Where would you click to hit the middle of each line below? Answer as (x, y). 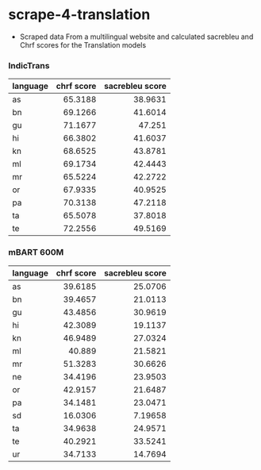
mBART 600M (36, 252)
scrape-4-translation (79, 15)
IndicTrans (29, 65)
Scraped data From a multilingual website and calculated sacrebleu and (136, 37)
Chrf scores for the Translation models (83, 44)
